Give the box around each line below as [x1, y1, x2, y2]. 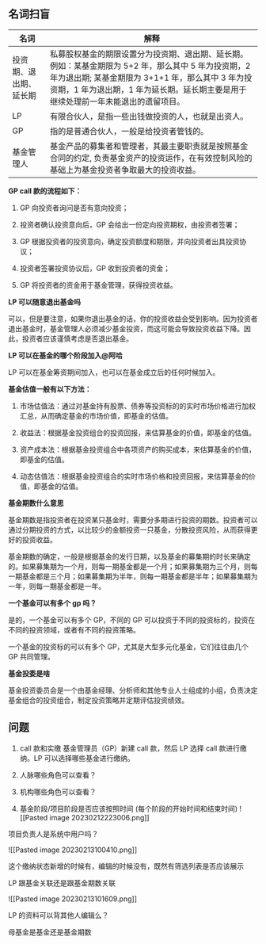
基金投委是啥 [8, 668, 50, 678]
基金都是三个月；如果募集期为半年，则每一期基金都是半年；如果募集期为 [21, 571, 258, 581]
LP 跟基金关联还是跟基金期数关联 [8, 878, 116, 888]
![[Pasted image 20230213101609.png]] [8, 894, 137, 904]
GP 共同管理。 [8, 652, 55, 661]
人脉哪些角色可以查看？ [19, 770, 97, 779]
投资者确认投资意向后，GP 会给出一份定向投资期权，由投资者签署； [19, 220, 240, 229]
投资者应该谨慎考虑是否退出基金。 [21, 334, 133, 343]
